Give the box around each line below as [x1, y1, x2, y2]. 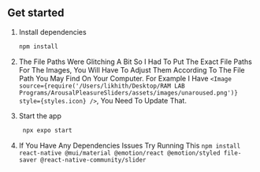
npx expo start [22, 126, 72, 134]
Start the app [18, 110, 62, 121]
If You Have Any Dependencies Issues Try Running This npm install [18, 140, 241, 150]
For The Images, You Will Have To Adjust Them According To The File [18, 65, 245, 74]
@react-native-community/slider [39, 155, 147, 164]
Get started [7, 6, 65, 20]
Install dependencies [18, 27, 87, 36]
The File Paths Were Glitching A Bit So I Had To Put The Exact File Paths [18, 57, 253, 66]
